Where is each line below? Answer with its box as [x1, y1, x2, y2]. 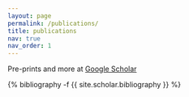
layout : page [7, 11, 52, 20]
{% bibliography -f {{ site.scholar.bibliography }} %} [7, 80, 182, 90]
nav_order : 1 [7, 42, 52, 50]
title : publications [7, 27, 78, 35]
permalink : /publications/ [7, 19, 99, 27]
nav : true [7, 34, 41, 43]
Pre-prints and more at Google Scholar [7, 64, 137, 74]
